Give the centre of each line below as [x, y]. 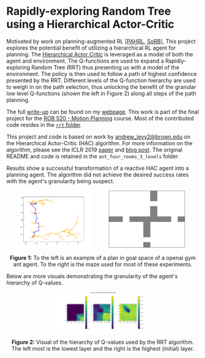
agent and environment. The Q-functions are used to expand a [85, 61]
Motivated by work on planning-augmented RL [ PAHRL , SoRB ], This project [101, 41]
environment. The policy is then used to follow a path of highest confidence [102, 74]
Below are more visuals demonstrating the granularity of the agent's [92, 276]
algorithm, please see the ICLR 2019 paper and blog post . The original [94, 150]
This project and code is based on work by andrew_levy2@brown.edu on [99, 137]
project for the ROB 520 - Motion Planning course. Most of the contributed [100, 118]
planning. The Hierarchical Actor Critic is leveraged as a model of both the [100, 54]
